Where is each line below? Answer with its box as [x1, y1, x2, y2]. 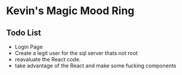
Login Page [14, 43, 43, 50]
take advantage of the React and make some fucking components [14, 62, 177, 69]
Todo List [6, 28, 42, 38]
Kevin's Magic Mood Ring [6, 4, 135, 18]
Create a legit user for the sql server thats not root [14, 50, 138, 57]
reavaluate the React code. [14, 56, 81, 63]
